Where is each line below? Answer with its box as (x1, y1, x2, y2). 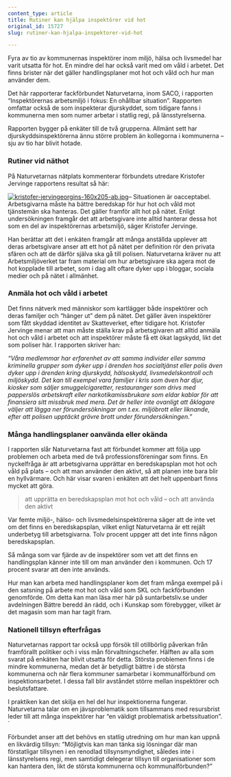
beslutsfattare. (8, 684, 49, 692)
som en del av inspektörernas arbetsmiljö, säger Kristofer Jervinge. (8, 221, 198, 230)
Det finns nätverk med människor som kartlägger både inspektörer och (8, 304, 208, 313)
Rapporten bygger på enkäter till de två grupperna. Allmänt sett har (8, 124, 197, 133)
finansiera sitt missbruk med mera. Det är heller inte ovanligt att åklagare (8, 398, 215, 406)
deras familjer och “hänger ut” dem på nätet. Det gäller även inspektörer (8, 311, 212, 319)
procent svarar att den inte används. (8, 565, 110, 574)
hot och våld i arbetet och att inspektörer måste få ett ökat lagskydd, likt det (8, 333, 222, 341)
